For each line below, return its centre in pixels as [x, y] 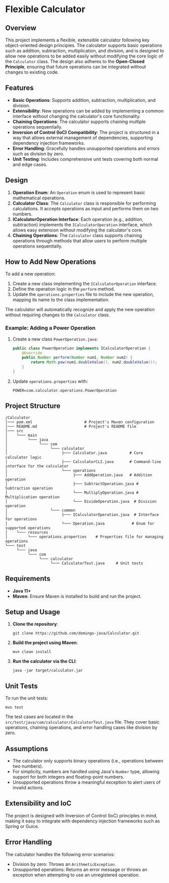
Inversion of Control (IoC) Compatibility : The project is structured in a [86, 132]
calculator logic [23, 457]
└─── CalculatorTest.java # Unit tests [97, 563]
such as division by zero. [38, 154]
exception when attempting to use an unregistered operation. [76, 875]
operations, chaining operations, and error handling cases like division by [81, 728]
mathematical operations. [39, 198]
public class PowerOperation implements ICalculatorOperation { [81, 348]
